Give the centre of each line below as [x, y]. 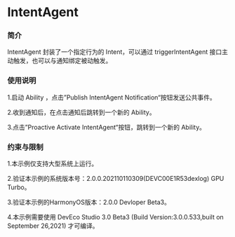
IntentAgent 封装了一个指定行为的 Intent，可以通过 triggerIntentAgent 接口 [115, 52]
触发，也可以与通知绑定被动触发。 [62, 61]
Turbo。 [19, 187]
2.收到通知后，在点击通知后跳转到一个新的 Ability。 [81, 112]
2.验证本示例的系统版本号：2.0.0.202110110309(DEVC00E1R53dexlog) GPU [116, 179]
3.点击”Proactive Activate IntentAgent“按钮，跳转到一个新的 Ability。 [106, 127]
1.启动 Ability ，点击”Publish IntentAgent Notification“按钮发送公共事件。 [112, 97]
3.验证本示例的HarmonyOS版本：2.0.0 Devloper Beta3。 [89, 202]
